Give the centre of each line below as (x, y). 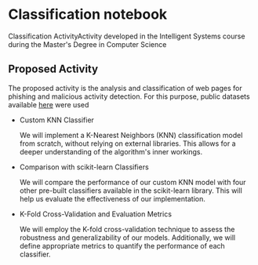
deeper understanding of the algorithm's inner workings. (111, 151)
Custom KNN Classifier (56, 120)
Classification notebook (88, 15)
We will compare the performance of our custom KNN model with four (133, 182)
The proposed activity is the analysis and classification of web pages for (125, 88)
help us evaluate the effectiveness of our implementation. (112, 198)
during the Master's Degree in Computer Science (87, 44)
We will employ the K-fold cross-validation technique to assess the (127, 229)
